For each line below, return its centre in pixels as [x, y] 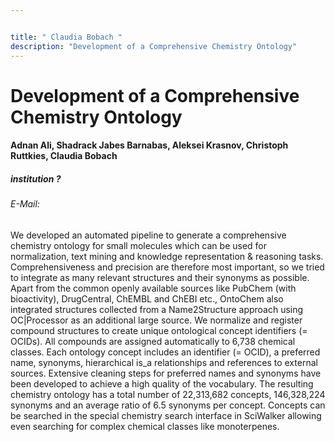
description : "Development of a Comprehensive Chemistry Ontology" [154, 46]
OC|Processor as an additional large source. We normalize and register [156, 320]
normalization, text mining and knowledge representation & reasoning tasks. [167, 256]
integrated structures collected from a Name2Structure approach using [157, 309]
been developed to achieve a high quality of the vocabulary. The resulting [162, 383]
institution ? [36, 178]
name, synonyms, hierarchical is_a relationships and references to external [164, 362]
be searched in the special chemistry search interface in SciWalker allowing [166, 415]
